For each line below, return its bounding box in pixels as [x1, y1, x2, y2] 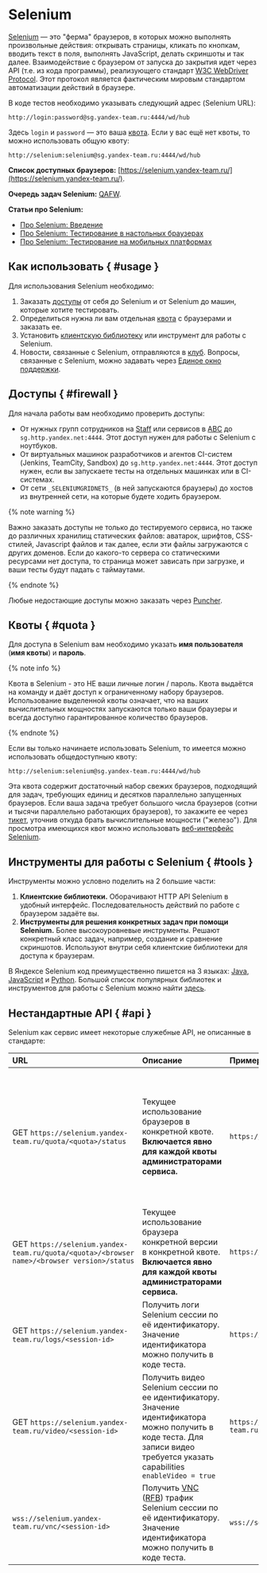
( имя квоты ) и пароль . [8, 648, 87, 658]
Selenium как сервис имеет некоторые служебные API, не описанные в [8, 1028, 252, 1036]
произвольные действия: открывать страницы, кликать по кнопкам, [8, 40, 241, 49]
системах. [19, 474, 55, 484]
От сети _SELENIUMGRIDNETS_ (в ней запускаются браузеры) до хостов [19, 483, 253, 493]
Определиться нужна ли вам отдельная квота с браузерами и [19, 313, 232, 323]
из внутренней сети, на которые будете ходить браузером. [19, 491, 222, 501]
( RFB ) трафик [141, 1493, 194, 1503]
